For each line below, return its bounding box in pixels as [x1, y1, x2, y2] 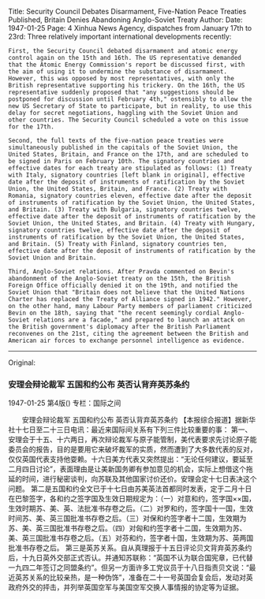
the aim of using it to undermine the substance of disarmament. [8, 68, 227, 76]
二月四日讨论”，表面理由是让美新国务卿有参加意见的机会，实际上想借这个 [8, 464, 247, 474]
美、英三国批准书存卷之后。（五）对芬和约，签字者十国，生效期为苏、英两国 [8, 534, 254, 543]
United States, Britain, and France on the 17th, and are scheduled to [8, 151, 248, 158]
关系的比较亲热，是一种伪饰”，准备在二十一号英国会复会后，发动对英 [28, 573, 254, 582]
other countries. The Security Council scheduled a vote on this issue [8, 116, 248, 124]
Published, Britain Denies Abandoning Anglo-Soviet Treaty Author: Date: [8, 15, 243, 24]
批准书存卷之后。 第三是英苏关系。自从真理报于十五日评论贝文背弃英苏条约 [8, 543, 252, 552]
